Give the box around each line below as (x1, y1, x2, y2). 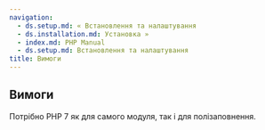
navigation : (9, 12, 53, 22)
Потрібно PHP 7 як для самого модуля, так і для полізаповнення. (9, 110, 256, 121)
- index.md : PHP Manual (17, 37, 105, 47)
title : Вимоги (9, 54, 62, 63)
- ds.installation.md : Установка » (17, 29, 149, 38)
